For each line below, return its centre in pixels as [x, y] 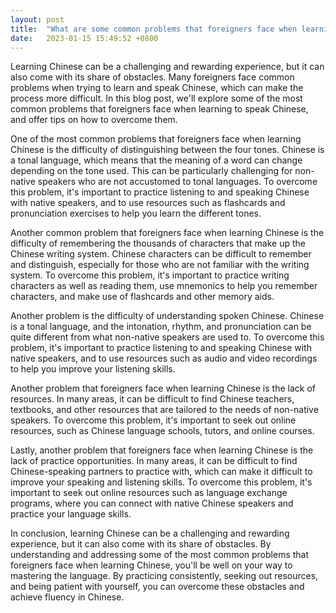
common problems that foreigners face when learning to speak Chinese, [159, 109]
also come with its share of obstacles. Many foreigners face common [152, 77]
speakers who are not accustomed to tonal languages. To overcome [177, 182]
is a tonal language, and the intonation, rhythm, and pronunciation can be [161, 327]
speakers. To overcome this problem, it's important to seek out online [153, 420]
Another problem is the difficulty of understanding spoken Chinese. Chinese [167, 316]
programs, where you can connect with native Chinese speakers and [152, 503]
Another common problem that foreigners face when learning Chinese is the [167, 233]
